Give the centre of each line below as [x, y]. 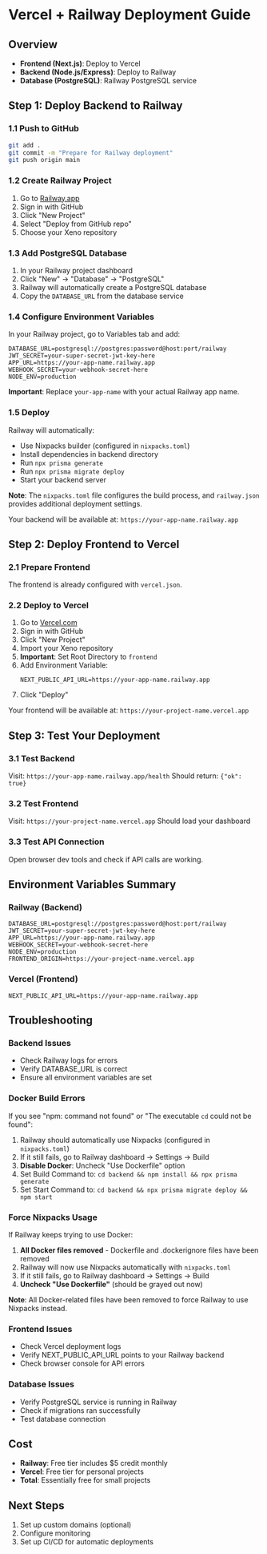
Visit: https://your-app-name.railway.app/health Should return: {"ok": [125, 776]
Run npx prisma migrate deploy [72, 471]
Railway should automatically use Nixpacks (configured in [115, 1140]
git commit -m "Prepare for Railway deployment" [91, 153]
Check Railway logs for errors [69, 1060]
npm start [36, 1197]
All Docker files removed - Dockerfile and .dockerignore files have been [139, 1250]
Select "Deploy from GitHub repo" [76, 224]
